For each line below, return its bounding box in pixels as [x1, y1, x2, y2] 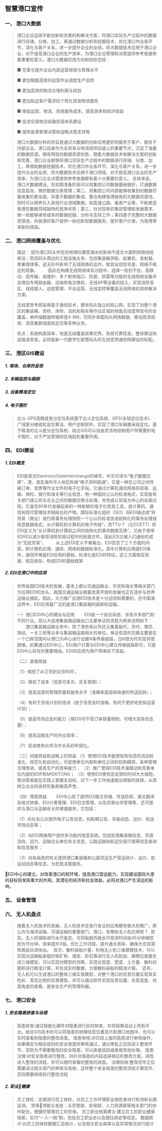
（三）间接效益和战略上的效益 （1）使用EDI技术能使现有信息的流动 [16, 753, 150, 758]
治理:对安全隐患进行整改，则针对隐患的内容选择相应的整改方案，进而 [16, 1053, 154, 1059]
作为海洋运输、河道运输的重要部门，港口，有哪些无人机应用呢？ [21, 929, 148, 935]
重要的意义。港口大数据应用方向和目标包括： [21, 56, 110, 62]
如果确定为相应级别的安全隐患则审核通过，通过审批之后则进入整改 [16, 1041, 148, 1047]
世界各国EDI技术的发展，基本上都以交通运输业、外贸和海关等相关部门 [16, 583, 156, 589]
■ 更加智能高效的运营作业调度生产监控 [16, 77, 94, 83]
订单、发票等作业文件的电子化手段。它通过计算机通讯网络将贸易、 [21, 485, 153, 491]
